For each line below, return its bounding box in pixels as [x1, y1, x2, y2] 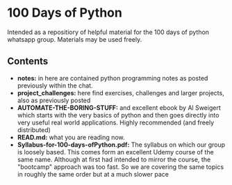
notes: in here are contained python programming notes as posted [17, 74, 208, 82]
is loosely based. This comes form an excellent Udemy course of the [17, 147, 214, 156]
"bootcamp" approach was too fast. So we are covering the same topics [17, 162, 224, 171]
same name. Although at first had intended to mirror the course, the [17, 155, 211, 163]
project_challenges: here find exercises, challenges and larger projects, [17, 88, 224, 97]
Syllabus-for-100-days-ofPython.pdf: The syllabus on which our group [17, 140, 226, 149]
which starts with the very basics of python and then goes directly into [17, 111, 219, 119]
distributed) [17, 125, 51, 134]
